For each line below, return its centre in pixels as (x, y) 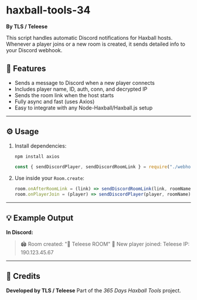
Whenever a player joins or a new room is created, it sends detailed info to (96, 44)
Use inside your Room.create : (50, 178)
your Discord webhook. (34, 50)
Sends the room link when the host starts (64, 95)
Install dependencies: (40, 146)
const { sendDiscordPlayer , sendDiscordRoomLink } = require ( (92, 167)
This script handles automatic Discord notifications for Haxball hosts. (89, 37)
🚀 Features (26, 69)
